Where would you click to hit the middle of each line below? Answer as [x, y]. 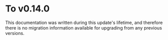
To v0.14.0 [27, 9]
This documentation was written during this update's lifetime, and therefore [84, 22]
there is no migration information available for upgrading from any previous [84, 27]
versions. [15, 33]
